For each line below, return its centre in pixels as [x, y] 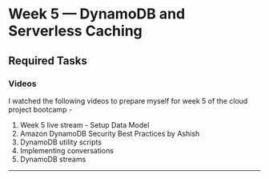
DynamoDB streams [53, 159]
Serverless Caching [75, 31]
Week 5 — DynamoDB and [97, 14]
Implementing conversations [67, 150]
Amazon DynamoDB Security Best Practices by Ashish [110, 133]
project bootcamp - [40, 109]
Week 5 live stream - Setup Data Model [84, 124]
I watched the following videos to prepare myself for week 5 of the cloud [128, 100]
